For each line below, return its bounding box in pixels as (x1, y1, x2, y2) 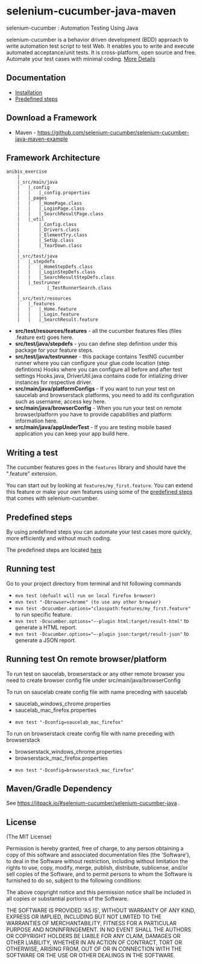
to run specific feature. (14, 610, 72, 618)
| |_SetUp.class (17, 238, 74, 244)
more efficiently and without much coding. (6, 535, 112, 542)
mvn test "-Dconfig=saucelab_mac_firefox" (14, 719, 124, 725)
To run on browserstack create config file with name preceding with (6, 729, 175, 737)
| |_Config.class (17, 222, 77, 228)
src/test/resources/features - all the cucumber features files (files (14, 328, 182, 335)
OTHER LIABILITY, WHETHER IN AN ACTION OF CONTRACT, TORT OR (6, 939, 182, 946)
